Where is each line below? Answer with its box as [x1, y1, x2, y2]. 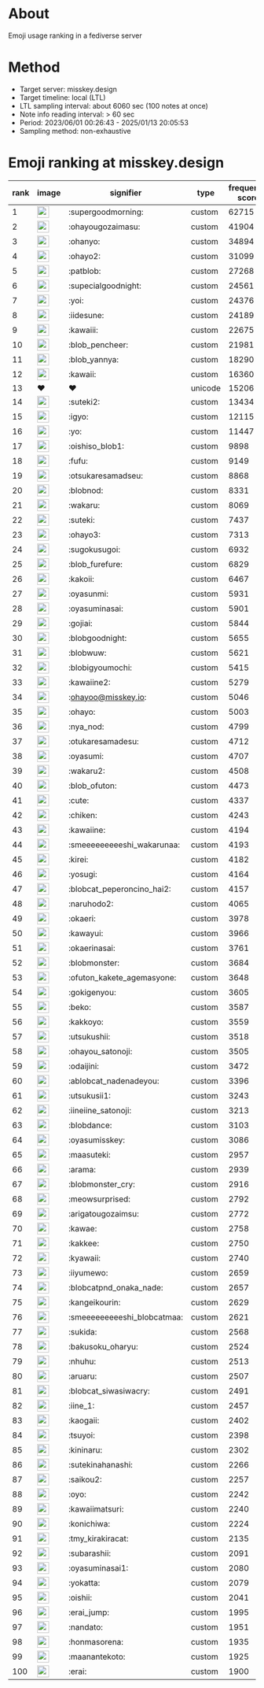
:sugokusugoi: [68, 544, 121, 555]
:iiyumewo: [68, 1267, 108, 1278]
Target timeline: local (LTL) [19, 92, 106, 102]
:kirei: [68, 853, 89, 864]
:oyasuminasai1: [68, 1562, 129, 1573]
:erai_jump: [68, 1607, 110, 1618]
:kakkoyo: [68, 1016, 104, 1027]
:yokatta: [68, 1577, 101, 1588]
